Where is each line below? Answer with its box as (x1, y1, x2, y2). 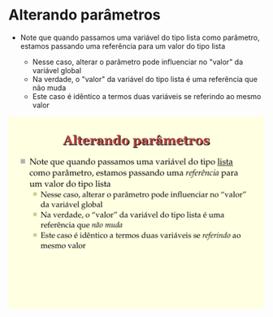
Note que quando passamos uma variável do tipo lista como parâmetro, (19, 33, 260, 42)
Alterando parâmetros (8, 6, 161, 24)
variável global (32, 65, 82, 75)
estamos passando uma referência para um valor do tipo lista (19, 41, 226, 50)
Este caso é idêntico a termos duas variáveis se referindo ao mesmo (32, 91, 262, 101)
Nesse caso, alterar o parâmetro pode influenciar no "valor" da (32, 57, 244, 67)
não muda (32, 83, 67, 93)
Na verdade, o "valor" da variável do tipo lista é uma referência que (32, 74, 258, 84)
